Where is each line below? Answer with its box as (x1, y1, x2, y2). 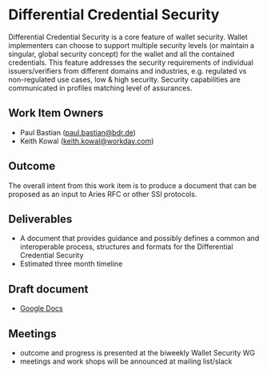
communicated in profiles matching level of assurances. (8, 82, 193, 93)
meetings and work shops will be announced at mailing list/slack (19, 356, 233, 366)
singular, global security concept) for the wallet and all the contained (8, 49, 234, 58)
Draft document (8, 282, 89, 296)
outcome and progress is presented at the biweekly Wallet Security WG (19, 348, 256, 357)
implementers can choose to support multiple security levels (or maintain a (8, 40, 254, 50)
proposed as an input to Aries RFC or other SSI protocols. (8, 189, 197, 199)
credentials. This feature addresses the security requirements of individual (8, 58, 254, 67)
